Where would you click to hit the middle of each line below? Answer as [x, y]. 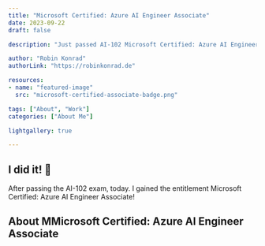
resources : [26, 80]
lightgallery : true [40, 131]
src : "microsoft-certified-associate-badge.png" [97, 95]
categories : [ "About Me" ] [50, 116]
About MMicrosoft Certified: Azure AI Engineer [126, 222]
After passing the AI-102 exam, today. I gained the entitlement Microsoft [125, 188]
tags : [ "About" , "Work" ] [49, 109]
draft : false [30, 30]
